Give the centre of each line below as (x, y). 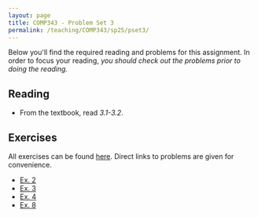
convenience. (30, 165)
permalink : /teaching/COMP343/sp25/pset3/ (79, 30)
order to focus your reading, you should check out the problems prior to (125, 61)
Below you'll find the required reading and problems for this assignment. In (129, 53)
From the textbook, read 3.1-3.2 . (71, 113)
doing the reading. (38, 69)
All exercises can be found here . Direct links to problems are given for (121, 156)
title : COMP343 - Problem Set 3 (61, 23)
